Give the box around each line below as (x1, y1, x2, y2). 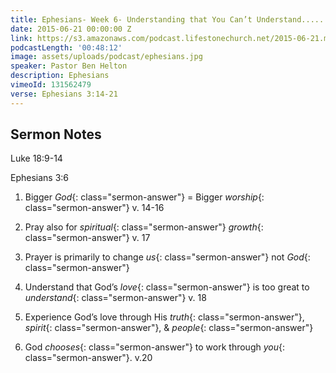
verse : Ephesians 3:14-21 (10, 89, 118, 99)
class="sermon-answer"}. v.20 (24, 352, 153, 364)
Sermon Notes (10, 126, 102, 143)
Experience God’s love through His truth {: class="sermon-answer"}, (24, 311, 305, 323)
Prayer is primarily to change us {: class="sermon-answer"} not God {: (24, 251, 311, 263)
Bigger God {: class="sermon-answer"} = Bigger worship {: (24, 191, 265, 203)
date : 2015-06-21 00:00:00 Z (10, 24, 132, 34)
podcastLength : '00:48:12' (10, 42, 123, 53)
